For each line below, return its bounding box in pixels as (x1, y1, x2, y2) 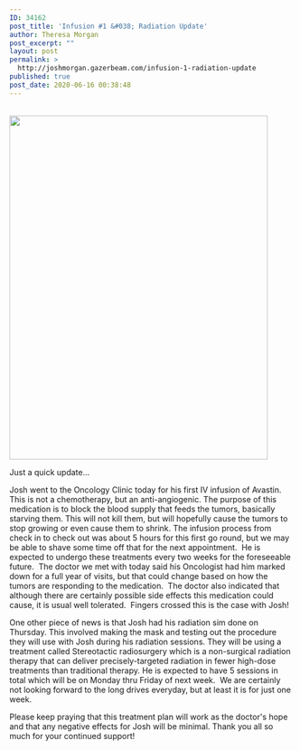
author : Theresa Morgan (9, 30, 99, 39)
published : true (9, 72, 70, 81)
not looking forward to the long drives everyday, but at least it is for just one (9, 684, 292, 695)
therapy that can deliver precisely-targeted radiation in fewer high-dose (9, 655, 277, 666)
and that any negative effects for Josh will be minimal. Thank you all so (9, 720, 274, 732)
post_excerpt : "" (9, 38, 75, 48)
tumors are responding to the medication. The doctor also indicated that (9, 580, 280, 591)
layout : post (9, 47, 59, 56)
